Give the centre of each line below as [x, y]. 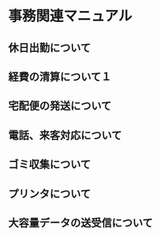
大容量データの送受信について [81, 222]
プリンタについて [50, 194]
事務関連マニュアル [70, 16]
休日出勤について [50, 48]
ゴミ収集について [50, 165]
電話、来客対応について [65, 135]
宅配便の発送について [60, 106]
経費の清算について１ [60, 77]
